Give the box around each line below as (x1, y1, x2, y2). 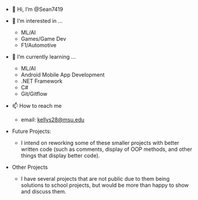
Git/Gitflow (20, 90, 48, 97)
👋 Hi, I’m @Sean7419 (11, 6, 64, 13)
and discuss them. (20, 188, 67, 195)
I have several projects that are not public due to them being (20, 175, 170, 182)
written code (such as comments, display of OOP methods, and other (20, 146, 193, 153)
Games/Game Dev (20, 35, 67, 42)
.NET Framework (20, 78, 63, 84)
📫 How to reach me (11, 102, 62, 109)
